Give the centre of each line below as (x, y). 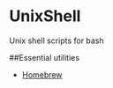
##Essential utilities (45, 57)
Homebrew (42, 74)
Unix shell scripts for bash (56, 40)
